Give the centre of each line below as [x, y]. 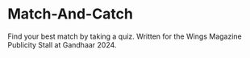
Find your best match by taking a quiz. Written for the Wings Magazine [125, 36]
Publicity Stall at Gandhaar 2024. [62, 44]
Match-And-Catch [71, 14]
